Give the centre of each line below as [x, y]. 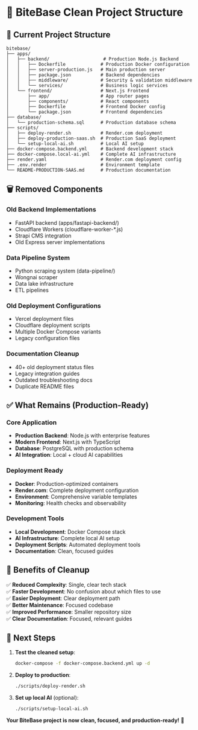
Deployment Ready [35, 471]
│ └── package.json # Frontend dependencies [85, 112]
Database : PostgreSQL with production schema [74, 448]
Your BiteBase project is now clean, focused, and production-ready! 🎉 [95, 720]
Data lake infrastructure [44, 283]
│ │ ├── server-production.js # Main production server [86, 69]
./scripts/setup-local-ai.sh [51, 709]
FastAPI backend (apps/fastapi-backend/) [67, 222]
